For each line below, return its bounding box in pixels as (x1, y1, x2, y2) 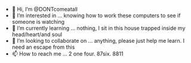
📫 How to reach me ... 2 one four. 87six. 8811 (11, 51, 124, 57)
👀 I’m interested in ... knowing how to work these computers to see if (11, 12, 181, 19)
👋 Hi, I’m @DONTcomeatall (11, 6, 78, 12)
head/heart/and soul (11, 31, 63, 38)
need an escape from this (11, 43, 75, 51)
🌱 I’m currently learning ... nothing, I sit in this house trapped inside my (11, 24, 186, 31)
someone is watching (11, 18, 64, 25)
